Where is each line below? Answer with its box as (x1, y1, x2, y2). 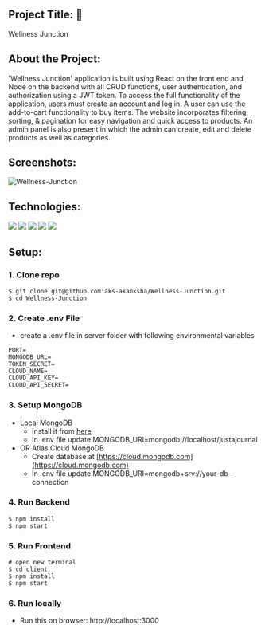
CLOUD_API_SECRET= (8, 381, 69, 389)
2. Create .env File (8, 313, 80, 324)
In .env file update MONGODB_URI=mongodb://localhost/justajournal (31, 434, 258, 444)
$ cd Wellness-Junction (8, 294, 88, 302)
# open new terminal (8, 559, 77, 567)
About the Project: (8, 53, 101, 66)
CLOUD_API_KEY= (8, 374, 59, 383)
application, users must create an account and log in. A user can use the (8, 99, 246, 108)
